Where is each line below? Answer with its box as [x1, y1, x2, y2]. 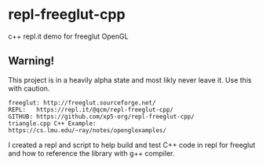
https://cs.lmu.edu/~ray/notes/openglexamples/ [8, 126, 167, 135]
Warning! [8, 54, 55, 68]
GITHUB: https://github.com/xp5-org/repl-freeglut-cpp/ [8, 113, 195, 120]
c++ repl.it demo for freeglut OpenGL [8, 31, 129, 41]
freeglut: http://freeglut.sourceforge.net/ [8, 98, 156, 107]
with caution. [8, 83, 50, 93]
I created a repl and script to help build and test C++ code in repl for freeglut [8, 140, 256, 149]
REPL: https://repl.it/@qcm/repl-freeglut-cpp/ [8, 105, 174, 113]
